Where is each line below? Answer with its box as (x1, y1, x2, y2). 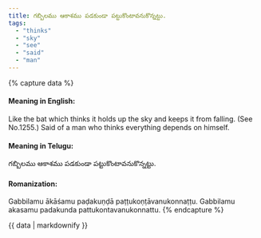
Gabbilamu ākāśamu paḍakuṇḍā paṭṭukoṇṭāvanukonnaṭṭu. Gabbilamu (8, 196, 235, 206)
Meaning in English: (8, 97, 76, 106)
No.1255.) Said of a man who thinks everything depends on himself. (8, 123, 230, 133)
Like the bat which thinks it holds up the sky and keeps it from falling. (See (8, 114, 253, 124)
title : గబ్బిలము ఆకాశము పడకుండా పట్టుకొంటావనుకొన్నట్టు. (8, 11, 167, 20)
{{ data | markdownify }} (8, 220, 89, 230)
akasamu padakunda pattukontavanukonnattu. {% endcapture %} (8, 205, 224, 215)
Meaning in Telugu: (8, 141, 74, 150)
